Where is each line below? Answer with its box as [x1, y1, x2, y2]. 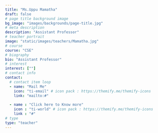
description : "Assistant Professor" [5, 30, 79, 35]
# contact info [5, 71, 36, 76]
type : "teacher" [5, 120, 38, 125]
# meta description [5, 25, 45, 30]
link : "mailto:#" [14, 93, 49, 98]
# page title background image [5, 16, 69, 21]
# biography [5, 52, 29, 57]
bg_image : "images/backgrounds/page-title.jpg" [5, 20, 104, 26]
